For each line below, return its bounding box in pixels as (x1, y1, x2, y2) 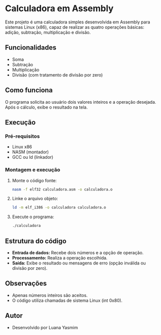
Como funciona (5, 86, 53, 94)
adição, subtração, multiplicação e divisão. (5, 29, 91, 35)
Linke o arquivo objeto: (12, 196, 58, 202)
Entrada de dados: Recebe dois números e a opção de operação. (12, 249, 144, 256)
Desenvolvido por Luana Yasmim (12, 324, 78, 330)
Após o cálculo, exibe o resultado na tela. (5, 104, 88, 110)
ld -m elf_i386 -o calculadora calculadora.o (12, 205, 106, 210)
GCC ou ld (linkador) (12, 154, 54, 160)
